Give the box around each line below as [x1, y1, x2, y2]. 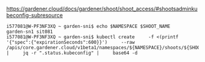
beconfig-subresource [6, 12, 63, 19]
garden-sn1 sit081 [6, 29, 53, 35]
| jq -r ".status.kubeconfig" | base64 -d [6, 50, 138, 56]
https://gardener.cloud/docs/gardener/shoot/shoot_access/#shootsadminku [6, 5, 198, 12]
